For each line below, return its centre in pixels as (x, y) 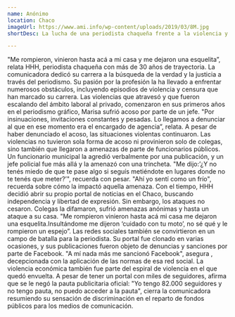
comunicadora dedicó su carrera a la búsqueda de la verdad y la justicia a (114, 75)
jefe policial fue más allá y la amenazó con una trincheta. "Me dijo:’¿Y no (112, 164)
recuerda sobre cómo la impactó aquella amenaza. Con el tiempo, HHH (110, 186)
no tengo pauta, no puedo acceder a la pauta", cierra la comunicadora (109, 291)
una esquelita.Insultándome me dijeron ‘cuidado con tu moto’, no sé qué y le (118, 224)
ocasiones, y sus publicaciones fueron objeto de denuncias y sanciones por (118, 246)
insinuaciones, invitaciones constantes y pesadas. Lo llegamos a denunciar (116, 119)
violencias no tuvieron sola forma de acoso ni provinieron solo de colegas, (115, 142)
